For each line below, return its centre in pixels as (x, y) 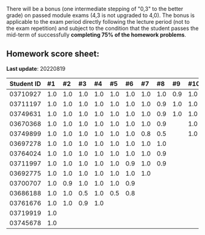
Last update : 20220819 (36, 68)
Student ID (25, 84)
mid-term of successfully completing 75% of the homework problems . (96, 35)
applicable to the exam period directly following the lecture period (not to (98, 22)
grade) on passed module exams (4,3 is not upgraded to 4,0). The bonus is (101, 15)
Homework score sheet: (53, 54)
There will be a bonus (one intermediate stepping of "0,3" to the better (95, 9)
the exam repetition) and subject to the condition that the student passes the (103, 28)
